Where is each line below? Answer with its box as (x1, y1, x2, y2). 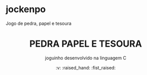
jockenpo (6, 4, 46, 15)
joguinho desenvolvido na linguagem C (45, 55, 126, 61)
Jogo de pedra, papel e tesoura (6, 20, 71, 26)
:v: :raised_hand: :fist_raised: (55, 64, 116, 70)
